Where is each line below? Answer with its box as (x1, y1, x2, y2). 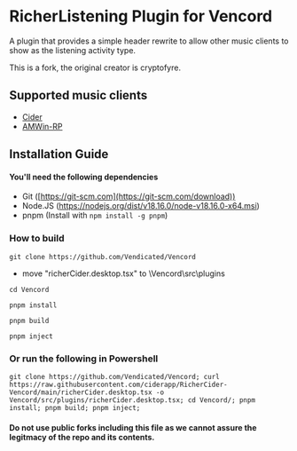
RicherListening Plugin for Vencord (9, 6, 273, 27)
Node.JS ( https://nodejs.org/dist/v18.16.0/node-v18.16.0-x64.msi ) (21, 201, 260, 211)
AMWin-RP (21, 121, 63, 131)
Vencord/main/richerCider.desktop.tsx (9, 388, 152, 397)
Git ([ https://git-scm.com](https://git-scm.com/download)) (21, 191, 236, 202)
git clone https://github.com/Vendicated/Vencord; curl (9, 372, 220, 381)
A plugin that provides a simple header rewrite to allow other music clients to (9, 36, 289, 46)
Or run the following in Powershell (9, 352, 159, 365)
